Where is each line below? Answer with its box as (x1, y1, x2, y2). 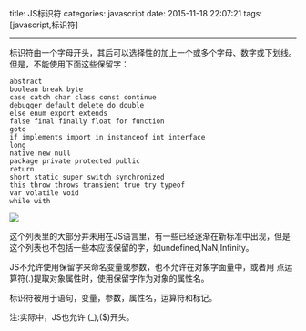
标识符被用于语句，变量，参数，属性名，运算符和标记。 (9, 293, 217, 303)
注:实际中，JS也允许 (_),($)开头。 (9, 312, 135, 322)
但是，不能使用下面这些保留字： (9, 58, 129, 69)
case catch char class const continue (9, 93, 157, 102)
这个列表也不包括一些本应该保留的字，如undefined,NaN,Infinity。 (9, 243, 254, 253)
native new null (9, 149, 71, 158)
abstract (9, 77, 43, 86)
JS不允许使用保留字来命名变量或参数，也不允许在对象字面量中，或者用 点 (9, 262, 285, 272)
